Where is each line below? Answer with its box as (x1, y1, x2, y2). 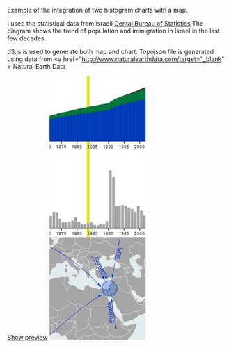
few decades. (7, 34, 47, 42)
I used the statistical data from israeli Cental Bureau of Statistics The (7, 19, 204, 27)
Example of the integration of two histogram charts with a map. (7, 6, 188, 14)
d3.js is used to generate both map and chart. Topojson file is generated (7, 48, 214, 56)
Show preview (7, 333, 48, 341)
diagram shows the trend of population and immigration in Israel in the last (7, 27, 221, 35)
